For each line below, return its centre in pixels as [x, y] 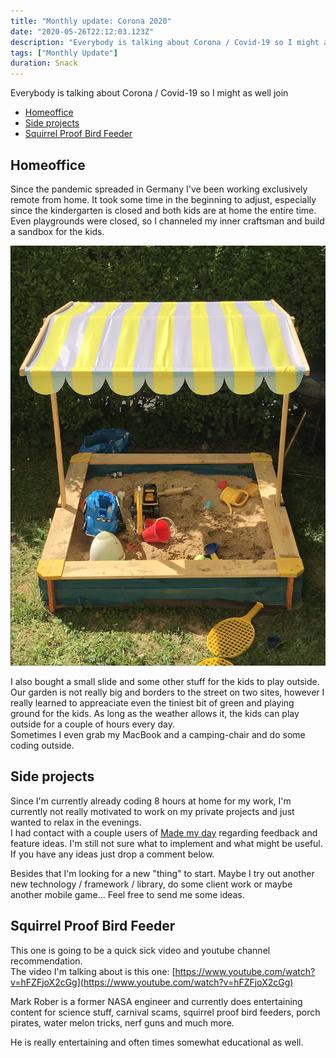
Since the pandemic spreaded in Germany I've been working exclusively [159, 189]
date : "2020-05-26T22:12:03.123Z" [82, 31]
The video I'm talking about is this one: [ [93, 971]
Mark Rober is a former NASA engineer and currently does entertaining [156, 1001]
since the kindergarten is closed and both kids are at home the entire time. [163, 210]
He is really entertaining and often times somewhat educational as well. [157, 1042]
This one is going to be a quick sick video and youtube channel [140, 950]
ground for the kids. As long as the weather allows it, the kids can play [155, 713]
